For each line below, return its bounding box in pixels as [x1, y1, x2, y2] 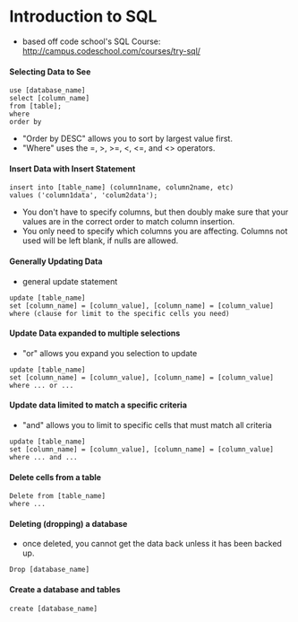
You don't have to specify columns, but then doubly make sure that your [21, 206, 289, 217]
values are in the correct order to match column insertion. [21, 216, 235, 227]
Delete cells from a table [9, 471, 101, 482]
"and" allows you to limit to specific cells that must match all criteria [21, 419, 273, 430]
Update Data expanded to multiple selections [9, 328, 181, 338]
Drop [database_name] [9, 565, 90, 574]
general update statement [21, 276, 118, 286]
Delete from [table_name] [9, 492, 106, 501]
